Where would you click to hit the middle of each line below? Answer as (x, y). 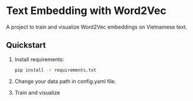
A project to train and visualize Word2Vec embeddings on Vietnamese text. (97, 27)
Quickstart (26, 45)
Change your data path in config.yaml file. (65, 81)
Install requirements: (39, 59)
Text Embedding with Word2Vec (86, 11)
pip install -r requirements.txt (55, 70)
